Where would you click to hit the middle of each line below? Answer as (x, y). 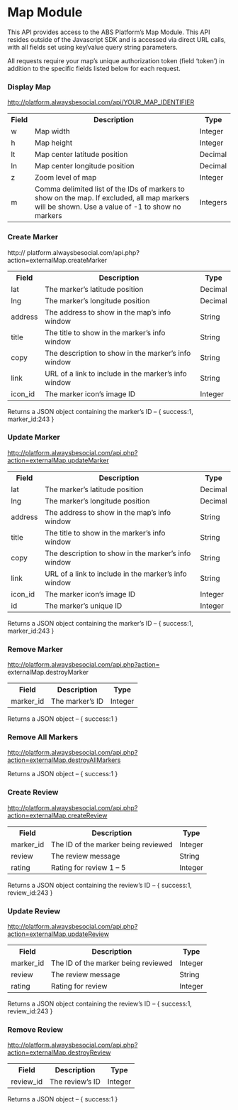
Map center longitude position (84, 166)
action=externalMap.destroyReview (59, 1052)
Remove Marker (35, 649)
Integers (213, 202)
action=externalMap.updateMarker (58, 460)
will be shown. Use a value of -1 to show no (108, 207)
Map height (53, 143)
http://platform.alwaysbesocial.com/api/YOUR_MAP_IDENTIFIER (101, 102)
